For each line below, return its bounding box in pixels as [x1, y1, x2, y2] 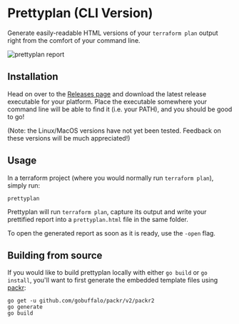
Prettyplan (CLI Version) [7, 5, 153, 21]
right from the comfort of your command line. [7, 36, 141, 44]
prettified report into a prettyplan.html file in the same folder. [7, 215, 189, 223]
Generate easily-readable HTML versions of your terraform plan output [7, 29, 219, 37]
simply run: [7, 181, 41, 190]
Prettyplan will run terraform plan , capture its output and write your [7, 207, 207, 216]
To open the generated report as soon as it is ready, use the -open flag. [7, 228, 216, 237]
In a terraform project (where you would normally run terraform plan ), [7, 173, 214, 182]
